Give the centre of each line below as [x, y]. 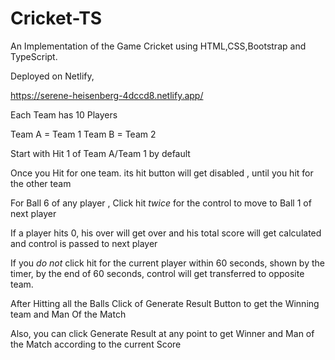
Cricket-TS [56, 18]
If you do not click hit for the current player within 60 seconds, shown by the [167, 263]
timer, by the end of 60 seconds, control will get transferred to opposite [157, 273]
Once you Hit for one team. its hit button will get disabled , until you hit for [162, 173]
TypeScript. [34, 56]
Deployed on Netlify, [52, 76]
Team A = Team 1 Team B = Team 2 [83, 134]
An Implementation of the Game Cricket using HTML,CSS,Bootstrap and [158, 46]
